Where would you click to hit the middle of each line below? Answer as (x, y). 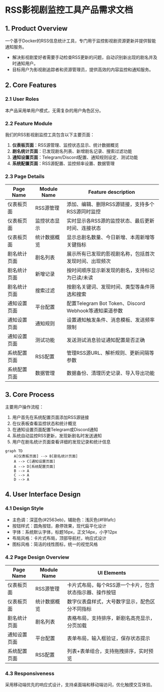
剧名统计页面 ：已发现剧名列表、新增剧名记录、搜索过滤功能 (72, 151)
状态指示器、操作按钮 (92, 593)
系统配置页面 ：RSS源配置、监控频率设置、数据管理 (63, 163)
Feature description (112, 192)
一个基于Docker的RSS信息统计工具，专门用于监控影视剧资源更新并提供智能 (81, 41)
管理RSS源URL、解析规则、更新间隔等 (111, 353)
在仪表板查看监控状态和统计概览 (44, 423)
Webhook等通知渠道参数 (95, 311)
